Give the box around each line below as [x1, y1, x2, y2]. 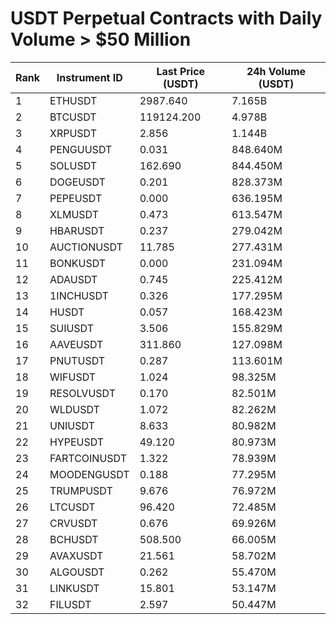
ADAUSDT [49, 272, 98, 286]
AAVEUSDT [49, 337, 104, 351]
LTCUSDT [49, 500, 96, 514]
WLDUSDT [49, 402, 100, 416]
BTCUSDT [49, 110, 97, 124]
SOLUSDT [49, 158, 98, 172]
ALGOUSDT [49, 565, 105, 579]
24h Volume [246, 64, 307, 78]
